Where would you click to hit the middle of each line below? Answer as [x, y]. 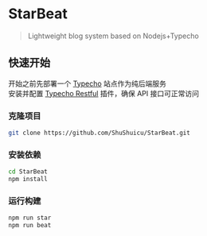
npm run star [30, 218]
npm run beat [30, 226]
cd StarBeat [28, 172]
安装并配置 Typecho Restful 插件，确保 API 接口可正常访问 [103, 93]
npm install [28, 180]
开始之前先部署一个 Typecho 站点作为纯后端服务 [88, 83]
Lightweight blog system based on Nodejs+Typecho [113, 36]
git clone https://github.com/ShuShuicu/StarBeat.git [100, 133]
